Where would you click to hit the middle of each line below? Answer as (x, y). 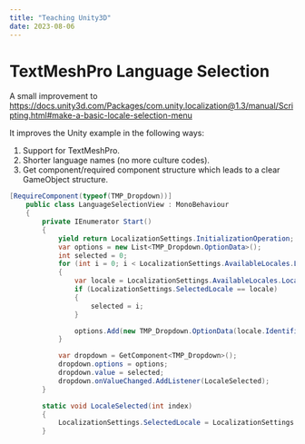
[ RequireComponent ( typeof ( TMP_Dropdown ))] (91, 196)
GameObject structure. (65, 180)
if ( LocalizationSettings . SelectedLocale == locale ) (176, 290)
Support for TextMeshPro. (71, 151)
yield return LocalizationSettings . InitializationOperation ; (176, 238)
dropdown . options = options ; (113, 364)
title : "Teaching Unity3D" (60, 18)
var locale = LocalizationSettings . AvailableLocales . (178, 281)
